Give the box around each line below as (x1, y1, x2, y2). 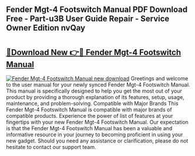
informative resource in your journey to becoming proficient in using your (6, 131, 183, 138)
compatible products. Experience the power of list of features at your (6, 113, 173, 119)
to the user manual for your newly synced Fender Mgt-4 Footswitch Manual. (6, 82, 190, 88)
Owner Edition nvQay (6, 23, 86, 33)
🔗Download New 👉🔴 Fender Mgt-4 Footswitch (6, 47, 181, 57)
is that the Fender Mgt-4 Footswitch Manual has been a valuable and (6, 125, 173, 131)
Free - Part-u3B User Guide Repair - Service (6, 14, 170, 24)
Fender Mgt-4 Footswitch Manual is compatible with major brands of (6, 106, 172, 113)
